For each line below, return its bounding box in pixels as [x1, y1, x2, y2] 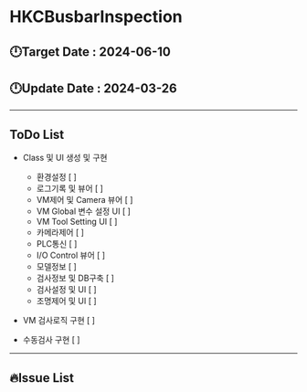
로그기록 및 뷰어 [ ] [36, 183, 103, 194]
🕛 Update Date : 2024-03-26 [9, 80, 177, 96]
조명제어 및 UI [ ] [36, 295, 98, 307]
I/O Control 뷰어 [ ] [36, 249, 106, 261]
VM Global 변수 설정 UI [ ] [36, 206, 131, 217]
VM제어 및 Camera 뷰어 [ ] [36, 195, 133, 206]
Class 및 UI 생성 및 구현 [22, 153, 108, 164]
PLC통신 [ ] [36, 238, 78, 249]
